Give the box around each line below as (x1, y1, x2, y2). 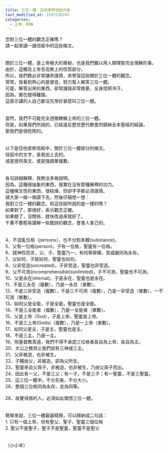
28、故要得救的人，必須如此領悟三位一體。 (5, 395, 95, 402)
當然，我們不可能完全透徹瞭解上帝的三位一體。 (5, 115, 103, 121)
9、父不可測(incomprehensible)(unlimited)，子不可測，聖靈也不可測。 (5, 269, 151, 275)
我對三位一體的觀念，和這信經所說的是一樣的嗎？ (5, 201, 108, 207)
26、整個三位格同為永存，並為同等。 (5, 383, 82, 390)
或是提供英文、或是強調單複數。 (5, 158, 72, 164)
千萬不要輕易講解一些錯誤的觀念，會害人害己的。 (5, 220, 108, 226)
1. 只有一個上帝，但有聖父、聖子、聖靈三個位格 (5, 419, 103, 425)
